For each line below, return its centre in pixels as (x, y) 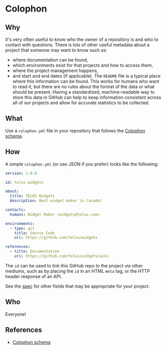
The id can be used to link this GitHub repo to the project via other (74, 265)
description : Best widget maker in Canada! (56, 201)
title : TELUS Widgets (32, 196)
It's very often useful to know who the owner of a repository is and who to (82, 39)
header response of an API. (33, 276)
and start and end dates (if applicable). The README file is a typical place (87, 76)
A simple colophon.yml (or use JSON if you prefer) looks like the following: (82, 164)
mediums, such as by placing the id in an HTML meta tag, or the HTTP (77, 271)
